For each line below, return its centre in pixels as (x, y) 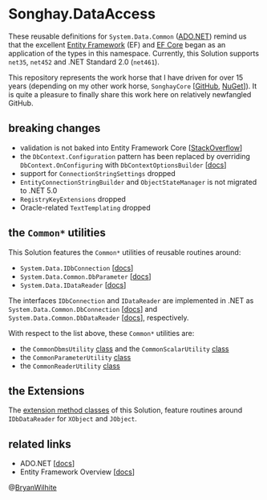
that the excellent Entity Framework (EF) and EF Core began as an (117, 44)
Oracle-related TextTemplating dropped (85, 207)
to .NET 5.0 (38, 191)
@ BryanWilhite (33, 488)
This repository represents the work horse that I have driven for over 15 (126, 77)
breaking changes (55, 128)
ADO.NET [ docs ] (47, 464)
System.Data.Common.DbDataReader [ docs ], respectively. (99, 318)
